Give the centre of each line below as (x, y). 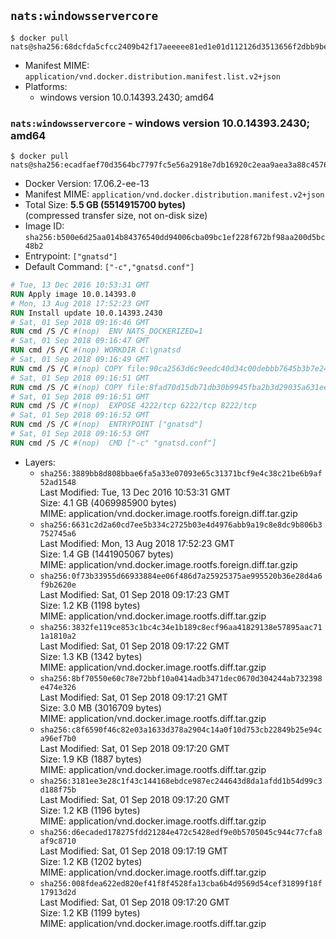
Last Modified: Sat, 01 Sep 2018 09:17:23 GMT (134, 594)
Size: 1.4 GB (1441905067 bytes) (106, 554)
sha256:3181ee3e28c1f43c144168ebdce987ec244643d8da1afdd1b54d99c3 (181, 781)
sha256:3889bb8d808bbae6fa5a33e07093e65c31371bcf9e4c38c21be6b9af (181, 473)
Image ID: (44, 226)
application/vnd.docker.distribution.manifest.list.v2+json (152, 76)
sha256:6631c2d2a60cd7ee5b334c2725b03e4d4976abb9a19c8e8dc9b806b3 (181, 525)
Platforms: (46, 86)
